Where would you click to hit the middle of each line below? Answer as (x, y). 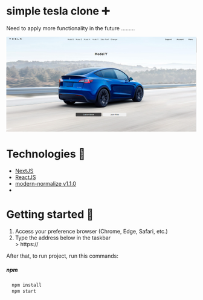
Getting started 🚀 (50, 214)
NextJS (24, 171)
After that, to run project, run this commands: (63, 256)
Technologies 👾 (46, 154)
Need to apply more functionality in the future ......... (71, 28)
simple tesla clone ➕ (58, 11)
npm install (27, 285)
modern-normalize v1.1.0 (46, 184)
